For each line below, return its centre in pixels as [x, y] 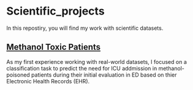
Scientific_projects [56, 11]
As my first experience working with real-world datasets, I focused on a [96, 61]
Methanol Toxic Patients [54, 47]
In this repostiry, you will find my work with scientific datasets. [85, 28]
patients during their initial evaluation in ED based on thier [104, 75]
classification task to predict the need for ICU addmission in [82, 68]
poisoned [18, 75]
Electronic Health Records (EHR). [48, 81]
